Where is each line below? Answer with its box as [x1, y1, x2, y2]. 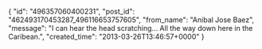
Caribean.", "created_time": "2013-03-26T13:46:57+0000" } [8, 32, 205, 41]
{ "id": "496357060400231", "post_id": [8, 7, 135, 16]
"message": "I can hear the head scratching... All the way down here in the [8, 24, 253, 32]
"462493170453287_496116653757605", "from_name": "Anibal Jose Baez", [8, 15, 255, 24]
